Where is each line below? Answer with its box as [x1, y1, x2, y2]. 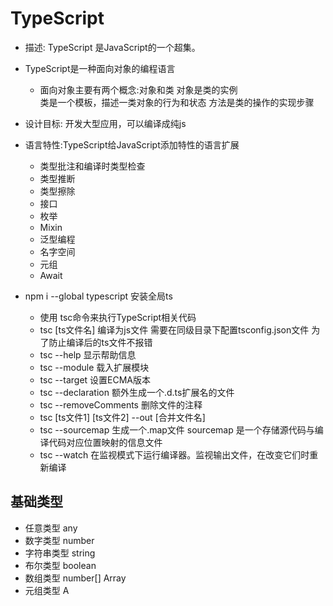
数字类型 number [24, 534, 95, 546]
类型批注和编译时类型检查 [39, 160, 146, 172]
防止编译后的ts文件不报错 [48, 336, 153, 348]
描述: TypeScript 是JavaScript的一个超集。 [24, 41, 201, 53]
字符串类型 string [24, 547, 96, 559]
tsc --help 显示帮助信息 [39, 348, 137, 361]
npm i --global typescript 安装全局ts [24, 290, 173, 302]
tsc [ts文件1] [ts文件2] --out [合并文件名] [39, 411, 206, 423]
